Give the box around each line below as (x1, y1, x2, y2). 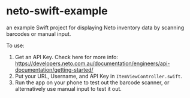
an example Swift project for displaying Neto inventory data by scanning (6, 24, 185, 31)
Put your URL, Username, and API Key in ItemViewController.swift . (14, 72, 183, 79)
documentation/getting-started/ (14, 66, 94, 73)
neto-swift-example (6, 4, 108, 18)
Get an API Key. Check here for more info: (14, 53, 119, 60)
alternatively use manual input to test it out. (14, 85, 122, 92)
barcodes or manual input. (6, 30, 71, 37)
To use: (6, 42, 25, 49)
